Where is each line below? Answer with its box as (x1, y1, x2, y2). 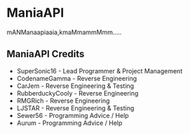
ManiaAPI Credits (6, 48, 85, 60)
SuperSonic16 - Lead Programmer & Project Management (16, 66, 183, 75)
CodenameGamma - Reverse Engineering (16, 74, 137, 82)
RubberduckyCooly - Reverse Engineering (16, 89, 139, 97)
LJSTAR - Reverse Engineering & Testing (16, 103, 135, 112)
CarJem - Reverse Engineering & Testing (16, 82, 135, 90)
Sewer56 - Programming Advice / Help (16, 111, 129, 119)
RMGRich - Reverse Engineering (16, 96, 110, 105)
